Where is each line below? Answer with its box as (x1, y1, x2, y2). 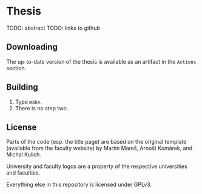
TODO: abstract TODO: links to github (6, 24, 100, 32)
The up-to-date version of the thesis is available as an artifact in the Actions (6, 58, 197, 65)
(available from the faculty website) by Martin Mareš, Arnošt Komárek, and (6, 144, 193, 152)
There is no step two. (15, 104, 69, 112)
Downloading (6, 42, 58, 52)
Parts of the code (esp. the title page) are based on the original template (6, 138, 187, 145)
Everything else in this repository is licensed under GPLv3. (6, 181, 152, 189)
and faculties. (6, 169, 41, 176)
